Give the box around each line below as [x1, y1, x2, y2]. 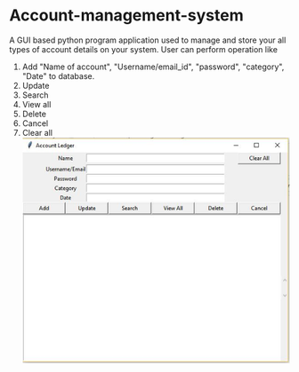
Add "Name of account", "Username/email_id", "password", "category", [21, 61, 285, 72]
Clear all [21, 127, 53, 138]
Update [21, 80, 50, 91]
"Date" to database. [21, 70, 95, 81]
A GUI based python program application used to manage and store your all [9, 35, 287, 45]
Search [21, 90, 49, 100]
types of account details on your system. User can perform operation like [9, 44, 279, 54]
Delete [21, 108, 47, 119]
